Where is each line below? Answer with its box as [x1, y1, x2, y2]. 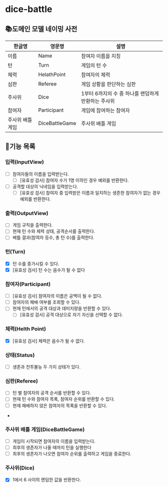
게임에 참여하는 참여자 [80, 107, 130, 113]
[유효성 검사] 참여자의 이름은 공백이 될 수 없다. [12, 293, 102, 299]
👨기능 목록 [5, 142, 36, 151]
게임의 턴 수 [80, 62, 107, 68]
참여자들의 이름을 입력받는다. [12, 171, 69, 177]
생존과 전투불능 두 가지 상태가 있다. [12, 364, 81, 370]
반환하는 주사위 [80, 97, 115, 104]
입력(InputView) [5, 158, 44, 165]
